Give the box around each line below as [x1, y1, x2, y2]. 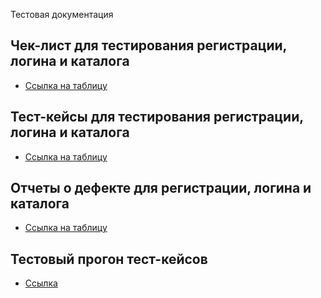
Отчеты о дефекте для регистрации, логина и [10, 180, 312, 197]
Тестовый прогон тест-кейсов [10, 250, 208, 268]
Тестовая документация [10, 9, 114, 20]
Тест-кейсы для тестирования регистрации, [10, 109, 304, 126]
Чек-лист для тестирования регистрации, [10, 37, 287, 54]
